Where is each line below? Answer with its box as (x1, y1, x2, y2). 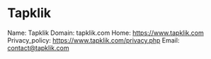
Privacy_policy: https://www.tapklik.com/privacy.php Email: (7, 36, 180, 44)
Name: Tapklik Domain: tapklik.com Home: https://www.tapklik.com (7, 28, 204, 37)
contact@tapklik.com (7, 43, 69, 52)
